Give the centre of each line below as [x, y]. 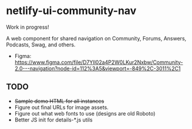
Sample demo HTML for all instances [59, 101]
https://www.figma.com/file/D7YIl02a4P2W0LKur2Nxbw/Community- [99, 62]
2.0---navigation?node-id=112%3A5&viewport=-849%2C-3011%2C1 [97, 68]
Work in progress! [28, 27]
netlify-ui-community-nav [71, 11]
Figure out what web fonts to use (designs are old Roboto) [85, 113]
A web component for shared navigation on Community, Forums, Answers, [96, 38]
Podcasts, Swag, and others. [41, 45]
